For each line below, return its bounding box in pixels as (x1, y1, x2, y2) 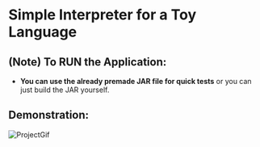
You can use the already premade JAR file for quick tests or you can (19, 77, 252, 86)
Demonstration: (8, 108, 90, 122)
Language (8, 23, 78, 41)
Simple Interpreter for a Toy (8, 6, 196, 24)
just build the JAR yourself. (19, 85, 110, 94)
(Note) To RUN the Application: (8, 55, 167, 69)
